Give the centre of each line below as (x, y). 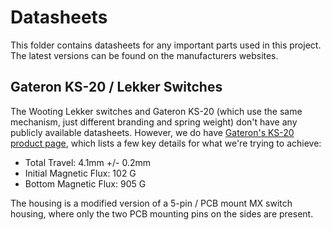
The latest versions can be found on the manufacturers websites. (144, 55)
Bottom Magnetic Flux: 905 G (85, 183)
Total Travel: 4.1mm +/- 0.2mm (88, 162)
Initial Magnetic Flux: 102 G (80, 173)
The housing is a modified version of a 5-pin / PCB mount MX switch (151, 203)
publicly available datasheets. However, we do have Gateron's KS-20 (152, 132)
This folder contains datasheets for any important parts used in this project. (166, 45)
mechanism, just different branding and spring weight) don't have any (154, 122)
